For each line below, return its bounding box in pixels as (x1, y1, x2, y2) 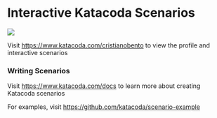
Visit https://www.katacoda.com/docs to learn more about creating (7, 82, 201, 90)
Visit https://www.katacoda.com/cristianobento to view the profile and (7, 40, 211, 50)
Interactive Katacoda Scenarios (7, 5, 195, 21)
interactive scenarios (7, 48, 68, 57)
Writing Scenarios (7, 66, 70, 75)
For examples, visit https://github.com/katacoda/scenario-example (7, 103, 200, 111)
